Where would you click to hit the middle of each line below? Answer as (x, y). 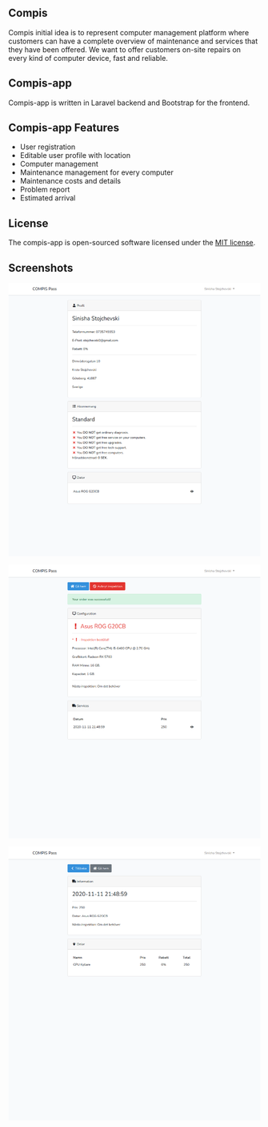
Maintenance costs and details (70, 181)
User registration (48, 147)
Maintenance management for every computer (96, 172)
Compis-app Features (64, 128)
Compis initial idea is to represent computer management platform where (129, 32)
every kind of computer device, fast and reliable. (88, 58)
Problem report (45, 190)
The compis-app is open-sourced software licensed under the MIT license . (132, 243)
